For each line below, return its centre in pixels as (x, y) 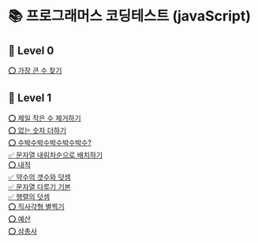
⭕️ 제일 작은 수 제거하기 (45, 118)
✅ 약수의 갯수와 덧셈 (39, 177)
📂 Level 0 (31, 51)
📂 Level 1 (30, 98)
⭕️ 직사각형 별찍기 (36, 206)
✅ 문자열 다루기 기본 (39, 186)
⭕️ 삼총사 (23, 231)
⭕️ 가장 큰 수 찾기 (35, 70)
